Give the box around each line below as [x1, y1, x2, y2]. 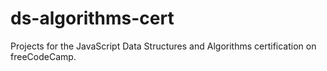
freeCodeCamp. [10, 50, 77, 62]
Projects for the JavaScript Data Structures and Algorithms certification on [10, 40, 317, 52]
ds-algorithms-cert [10, 7, 175, 30]
